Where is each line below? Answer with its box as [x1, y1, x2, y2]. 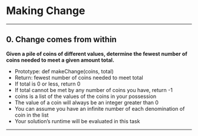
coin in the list [14, 111, 49, 118]
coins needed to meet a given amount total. [6, 56, 115, 63]
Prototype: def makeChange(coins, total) [14, 67, 114, 74]
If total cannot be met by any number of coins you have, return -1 [14, 86, 173, 93]
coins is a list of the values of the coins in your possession [14, 93, 157, 100]
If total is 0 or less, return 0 [14, 80, 81, 87]
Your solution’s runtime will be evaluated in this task [14, 117, 140, 124]
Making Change [6, 4, 85, 18]
